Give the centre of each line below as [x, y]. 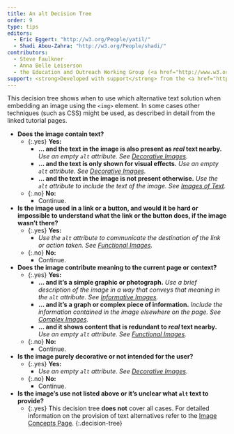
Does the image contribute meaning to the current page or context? [117, 268]
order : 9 [20, 20]
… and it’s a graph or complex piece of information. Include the [130, 305]
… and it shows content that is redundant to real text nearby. [127, 327]
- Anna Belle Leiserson [48, 66]
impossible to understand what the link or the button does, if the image [122, 216]
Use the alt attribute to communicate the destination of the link [129, 238]
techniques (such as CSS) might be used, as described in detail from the [111, 113]
